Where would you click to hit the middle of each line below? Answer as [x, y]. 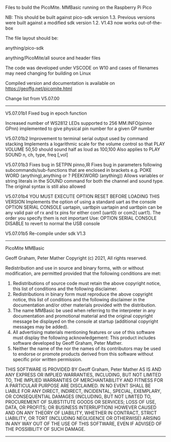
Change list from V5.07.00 [33, 98]
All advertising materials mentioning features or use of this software [84, 332]
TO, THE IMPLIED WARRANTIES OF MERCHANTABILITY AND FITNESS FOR [84, 380]
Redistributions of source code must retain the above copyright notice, [87, 283]
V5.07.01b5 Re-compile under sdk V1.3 [46, 233]
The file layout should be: [32, 38]
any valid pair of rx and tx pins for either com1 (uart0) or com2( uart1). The [83, 213]
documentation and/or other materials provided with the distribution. [84, 305]
